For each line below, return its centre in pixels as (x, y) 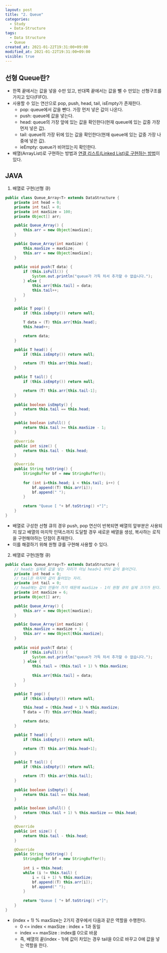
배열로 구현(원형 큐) (31, 555)
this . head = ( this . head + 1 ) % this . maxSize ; (71, 708)
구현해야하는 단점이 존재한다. (46, 538)
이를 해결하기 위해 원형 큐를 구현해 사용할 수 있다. (60, 544)
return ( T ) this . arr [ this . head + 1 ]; (60, 748)
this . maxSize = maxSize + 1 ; (53, 629)
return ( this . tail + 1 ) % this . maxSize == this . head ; (80, 813)
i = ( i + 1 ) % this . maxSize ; (62, 877)
